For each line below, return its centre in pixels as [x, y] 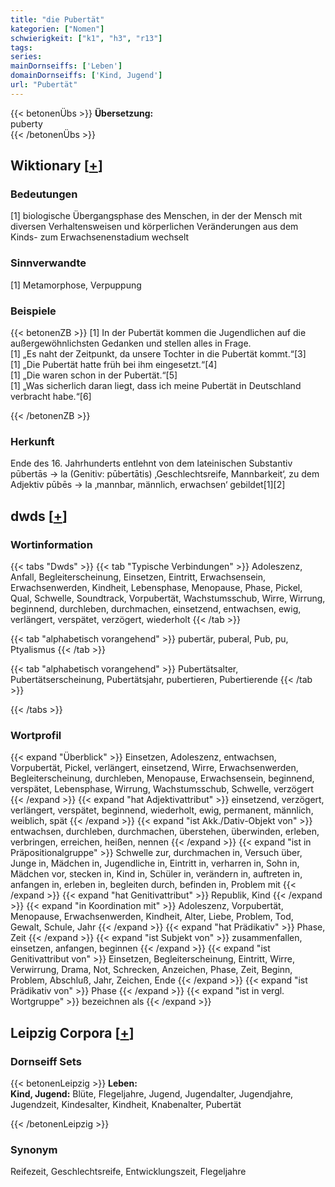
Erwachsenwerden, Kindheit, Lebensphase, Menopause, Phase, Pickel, [156, 588]
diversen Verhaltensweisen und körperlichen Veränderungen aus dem [154, 227]
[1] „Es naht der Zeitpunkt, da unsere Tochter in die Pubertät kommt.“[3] [158, 354]
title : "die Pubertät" [57, 19]
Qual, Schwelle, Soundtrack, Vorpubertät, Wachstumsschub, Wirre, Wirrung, [168, 598]
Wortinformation [51, 544]
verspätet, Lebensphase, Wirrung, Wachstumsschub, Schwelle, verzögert [162, 789]
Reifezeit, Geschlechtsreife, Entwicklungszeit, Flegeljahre [128, 1172]
